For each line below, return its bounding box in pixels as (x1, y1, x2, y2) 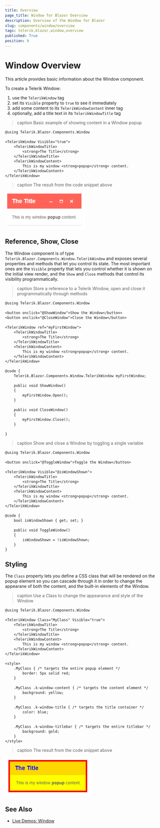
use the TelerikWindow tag (12, 95, 64, 100)
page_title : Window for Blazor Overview (5, 13, 88, 18)
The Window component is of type (5, 250, 74, 256)
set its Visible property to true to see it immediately (12, 100, 117, 106)
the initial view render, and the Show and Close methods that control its (5, 271, 144, 276)
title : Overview (5, 8, 38, 13)
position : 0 (5, 39, 29, 44)
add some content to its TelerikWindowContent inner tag (12, 105, 123, 111)
